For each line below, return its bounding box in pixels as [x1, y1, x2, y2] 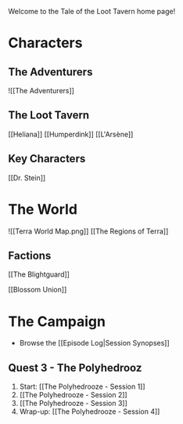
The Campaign [8, 313, 106, 330]
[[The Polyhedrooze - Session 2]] [19, 390, 127, 400]
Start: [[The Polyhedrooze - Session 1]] [19, 382, 146, 391]
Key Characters [8, 152, 86, 165]
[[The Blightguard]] [8, 270, 70, 279]
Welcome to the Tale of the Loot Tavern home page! [8, 7, 176, 16]
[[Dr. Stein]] [8, 172, 46, 183]
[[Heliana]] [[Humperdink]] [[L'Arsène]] [8, 129, 134, 139]
